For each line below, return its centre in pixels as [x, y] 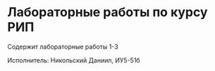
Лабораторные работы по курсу [107, 12]
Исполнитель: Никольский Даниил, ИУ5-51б [74, 60]
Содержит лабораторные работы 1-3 [63, 46]
